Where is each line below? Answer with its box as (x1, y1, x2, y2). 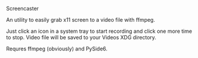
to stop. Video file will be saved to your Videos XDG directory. (6, 34, 157, 40)
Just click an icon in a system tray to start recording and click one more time (6, 28, 192, 35)
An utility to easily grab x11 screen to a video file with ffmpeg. (6, 16, 155, 23)
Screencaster (6, 5, 39, 12)
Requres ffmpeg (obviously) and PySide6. (6, 45, 108, 52)
